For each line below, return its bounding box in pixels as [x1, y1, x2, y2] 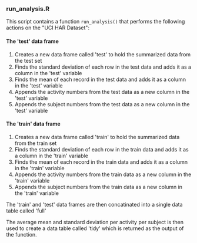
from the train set [14, 140, 57, 147]
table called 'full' [6, 207, 46, 214]
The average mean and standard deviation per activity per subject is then [6, 218, 184, 225]
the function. [6, 231, 37, 238]
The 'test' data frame [6, 38, 59, 45]
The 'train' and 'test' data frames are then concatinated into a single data [6, 201, 183, 208]
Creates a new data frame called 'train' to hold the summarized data [14, 133, 180, 140]
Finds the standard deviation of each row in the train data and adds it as [14, 146, 189, 153]
